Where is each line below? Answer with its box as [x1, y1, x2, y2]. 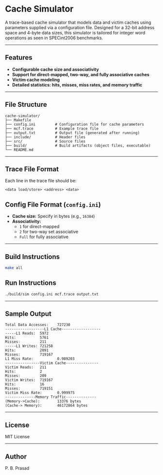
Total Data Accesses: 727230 [5, 323, 70, 328]
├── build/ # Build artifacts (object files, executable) [5, 143, 151, 148]
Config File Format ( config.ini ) [5, 200, 101, 209]
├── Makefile [5, 117, 32, 122]
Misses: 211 [5, 340, 47, 344]
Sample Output [5, 310, 52, 318]
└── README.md [5, 147, 34, 152]
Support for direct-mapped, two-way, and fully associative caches [12, 71, 149, 77]
